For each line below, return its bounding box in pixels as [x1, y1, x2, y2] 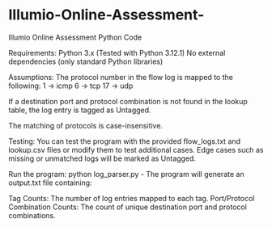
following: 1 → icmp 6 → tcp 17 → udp [8, 81, 134, 90]
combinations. [8, 210, 56, 220]
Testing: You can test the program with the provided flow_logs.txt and [8, 136, 241, 146]
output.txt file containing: [8, 178, 92, 187]
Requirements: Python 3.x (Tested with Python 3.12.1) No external [8, 48, 226, 57]
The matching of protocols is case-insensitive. [8, 120, 164, 130]
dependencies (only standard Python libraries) [8, 57, 164, 66]
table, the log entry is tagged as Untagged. [8, 105, 151, 115]
